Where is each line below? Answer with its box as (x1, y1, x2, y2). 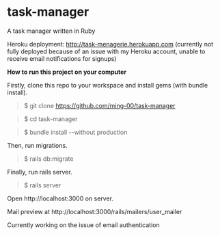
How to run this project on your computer (7, 68, 127, 76)
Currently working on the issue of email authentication (7, 220, 160, 229)
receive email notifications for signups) (7, 54, 117, 62)
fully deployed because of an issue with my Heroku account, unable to (7, 47, 206, 55)
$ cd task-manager (23, 114, 78, 123)
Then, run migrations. (7, 141, 68, 149)
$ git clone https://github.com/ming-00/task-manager (23, 101, 176, 109)
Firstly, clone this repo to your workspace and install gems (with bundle (7, 81, 208, 89)
